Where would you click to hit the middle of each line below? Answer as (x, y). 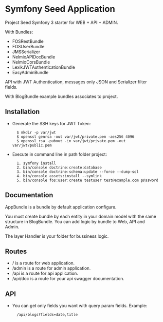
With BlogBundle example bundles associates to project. (62, 96)
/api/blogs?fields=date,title (47, 315)
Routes (16, 251)
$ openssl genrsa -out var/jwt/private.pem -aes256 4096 (76, 137)
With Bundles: (19, 32)
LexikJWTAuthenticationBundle (44, 67)
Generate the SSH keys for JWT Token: (51, 123)
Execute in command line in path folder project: (59, 154)
